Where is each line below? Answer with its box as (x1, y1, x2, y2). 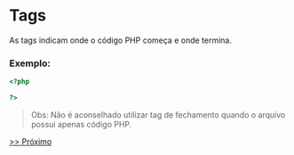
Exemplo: (9, 57, 52, 69)
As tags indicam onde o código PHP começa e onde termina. (9, 35, 233, 45)
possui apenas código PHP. (30, 118, 132, 129)
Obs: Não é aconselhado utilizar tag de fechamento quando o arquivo (30, 109, 286, 120)
